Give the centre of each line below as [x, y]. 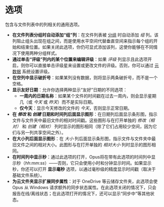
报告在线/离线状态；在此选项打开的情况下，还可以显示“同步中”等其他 [81, 193]
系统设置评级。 [37, 71]
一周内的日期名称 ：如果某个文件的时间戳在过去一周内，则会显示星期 [88, 96]
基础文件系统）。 [28, 175]
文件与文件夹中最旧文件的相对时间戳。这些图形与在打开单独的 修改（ [81, 120]
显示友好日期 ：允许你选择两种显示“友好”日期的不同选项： [70, 90]
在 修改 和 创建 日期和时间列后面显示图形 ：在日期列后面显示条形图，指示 [85, 114]
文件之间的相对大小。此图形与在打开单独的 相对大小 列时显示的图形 [84, 145]
